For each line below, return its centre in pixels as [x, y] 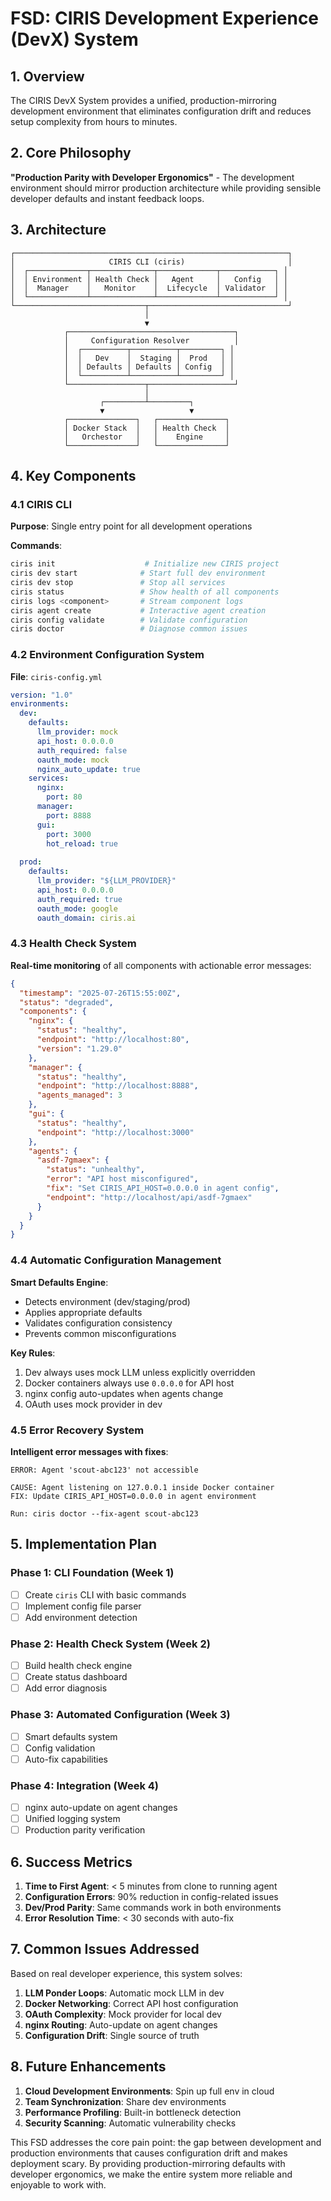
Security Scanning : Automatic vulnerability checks [130, 2123]
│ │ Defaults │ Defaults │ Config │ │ [149, 367]
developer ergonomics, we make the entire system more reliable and [151, 2174]
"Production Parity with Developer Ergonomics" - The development [152, 177]
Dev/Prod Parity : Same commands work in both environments [153, 1908]
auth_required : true [79, 899]
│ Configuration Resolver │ [151, 340]
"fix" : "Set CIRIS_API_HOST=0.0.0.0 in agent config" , [163, 1188]
